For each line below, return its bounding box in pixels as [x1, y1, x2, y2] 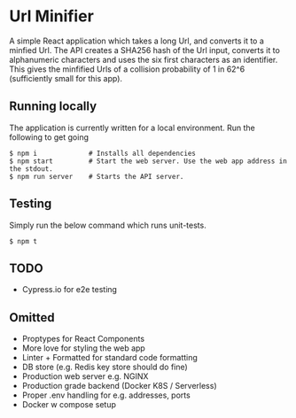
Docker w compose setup [21, 399, 117, 410]
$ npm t [9, 236, 38, 245]
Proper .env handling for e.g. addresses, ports [21, 390, 191, 400]
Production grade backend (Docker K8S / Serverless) [21, 381, 217, 391]
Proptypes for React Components [21, 334, 144, 344]
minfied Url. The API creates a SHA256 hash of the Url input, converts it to [9, 44, 281, 55]
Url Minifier [9, 6, 95, 27]
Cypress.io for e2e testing [21, 284, 118, 295]
